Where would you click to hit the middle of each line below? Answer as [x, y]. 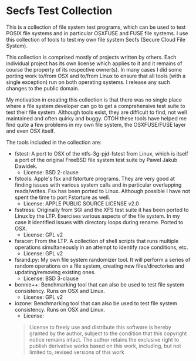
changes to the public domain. [43, 88]
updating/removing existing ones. [55, 272]
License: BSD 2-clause [51, 172]
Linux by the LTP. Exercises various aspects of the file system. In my [97, 216]
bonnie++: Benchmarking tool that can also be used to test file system [99, 284]
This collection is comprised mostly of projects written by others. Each [91, 57]
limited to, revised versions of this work [77, 352]
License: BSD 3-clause [51, 278]
